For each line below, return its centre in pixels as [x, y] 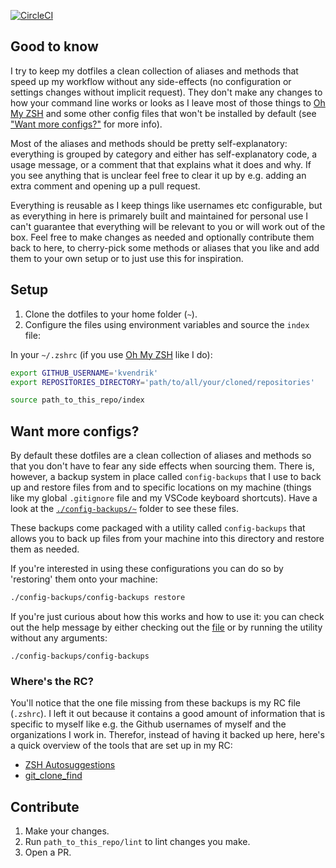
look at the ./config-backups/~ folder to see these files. [124, 509]
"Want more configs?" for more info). [86, 124]
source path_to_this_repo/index [77, 400]
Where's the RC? [52, 681]
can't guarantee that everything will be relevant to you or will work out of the [168, 226]
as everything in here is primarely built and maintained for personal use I [159, 216]
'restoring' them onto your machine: [84, 579]
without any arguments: [59, 637]
